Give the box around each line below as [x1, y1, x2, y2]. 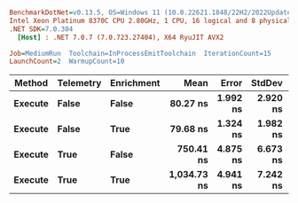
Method [14, 77, 49, 90]
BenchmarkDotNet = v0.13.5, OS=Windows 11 [9, 8, 161, 17]
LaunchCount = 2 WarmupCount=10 [9, 57, 125, 66]
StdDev [251, 77, 283, 90]
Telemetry [57, 77, 102, 90]
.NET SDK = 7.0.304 [9, 24, 74, 34]
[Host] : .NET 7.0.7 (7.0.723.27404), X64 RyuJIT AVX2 [17, 33, 224, 42]
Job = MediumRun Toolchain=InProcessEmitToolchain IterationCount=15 [9, 49, 272, 58]
